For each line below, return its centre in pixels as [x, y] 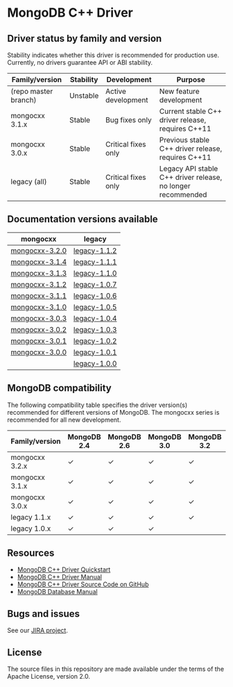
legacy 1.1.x [31, 517]
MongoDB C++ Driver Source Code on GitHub [83, 584]
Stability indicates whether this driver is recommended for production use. [113, 55]
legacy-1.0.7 [95, 284]
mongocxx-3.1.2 [39, 284]
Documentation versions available [83, 219]
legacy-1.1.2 [95, 250]
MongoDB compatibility [60, 388]
